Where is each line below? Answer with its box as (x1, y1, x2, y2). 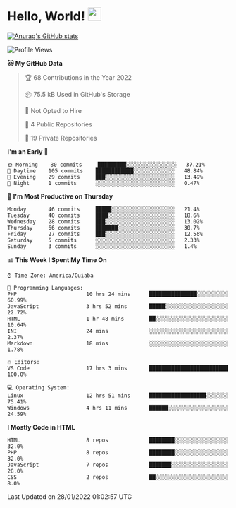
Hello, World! (7, 8, 86, 25)
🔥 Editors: (7, 358, 40, 365)
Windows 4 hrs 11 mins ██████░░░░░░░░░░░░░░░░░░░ (7, 404, 229, 411)
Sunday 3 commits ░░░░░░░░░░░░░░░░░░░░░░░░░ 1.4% (7, 242, 197, 250)
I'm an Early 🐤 (7, 147, 49, 155)
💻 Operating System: (7, 384, 70, 391)
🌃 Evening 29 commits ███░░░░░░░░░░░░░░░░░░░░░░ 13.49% (7, 173, 203, 180)
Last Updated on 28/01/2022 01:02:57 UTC (7, 492, 132, 501)
